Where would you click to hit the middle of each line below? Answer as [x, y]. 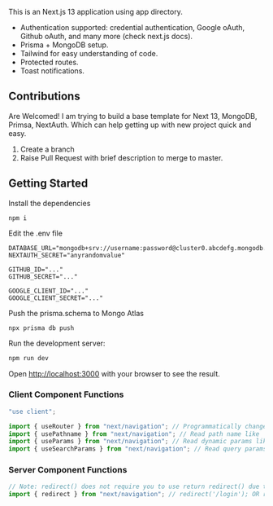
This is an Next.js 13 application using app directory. [95, 12]
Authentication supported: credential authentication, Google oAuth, [132, 27]
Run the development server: [57, 343]
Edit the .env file [36, 233]
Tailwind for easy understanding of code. [89, 53]
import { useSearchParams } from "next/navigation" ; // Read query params [138, 449]
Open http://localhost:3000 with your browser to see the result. [115, 373]
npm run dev [28, 358]
